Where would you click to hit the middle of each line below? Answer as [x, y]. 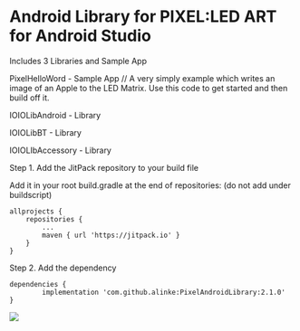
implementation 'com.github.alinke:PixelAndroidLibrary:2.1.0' [164, 292]
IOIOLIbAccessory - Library [60, 150]
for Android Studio [80, 36]
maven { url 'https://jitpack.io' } [111, 235]
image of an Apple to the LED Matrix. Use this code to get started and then [149, 88]
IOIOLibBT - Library [45, 132]
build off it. [29, 98]
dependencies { [38, 284]
